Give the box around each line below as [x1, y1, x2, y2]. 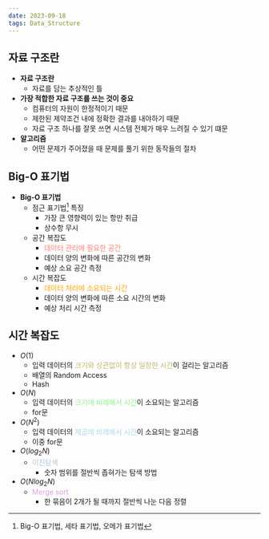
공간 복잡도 [31, 233, 66, 242]
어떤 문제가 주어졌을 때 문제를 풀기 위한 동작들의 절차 [31, 144, 197, 153]
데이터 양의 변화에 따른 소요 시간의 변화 [43, 293, 166, 302]
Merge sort [31, 487, 69, 496]
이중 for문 [31, 437, 63, 447]
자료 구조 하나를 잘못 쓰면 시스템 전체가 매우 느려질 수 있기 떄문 [31, 124, 228, 133]
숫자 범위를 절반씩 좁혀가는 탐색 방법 [43, 468, 158, 477]
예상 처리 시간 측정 [43, 302, 102, 313]
